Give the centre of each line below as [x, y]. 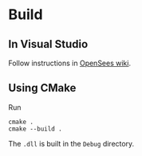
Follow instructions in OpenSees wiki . [70, 63]
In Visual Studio [48, 44]
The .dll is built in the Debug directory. [71, 143]
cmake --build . [35, 129]
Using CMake [42, 88]
